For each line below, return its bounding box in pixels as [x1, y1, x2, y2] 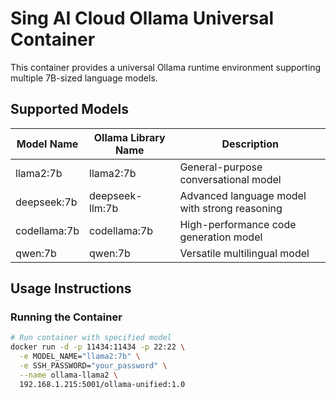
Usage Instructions [10, 280, 132, 297]
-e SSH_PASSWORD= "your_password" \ [19, 361, 168, 371]
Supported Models [10, 101, 129, 118]
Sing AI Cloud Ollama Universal [10, 7, 275, 30]
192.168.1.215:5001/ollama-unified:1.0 [19, 379, 186, 389]
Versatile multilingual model [179, 246, 310, 260]
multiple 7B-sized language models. [10, 72, 158, 84]
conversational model [179, 172, 282, 186]
